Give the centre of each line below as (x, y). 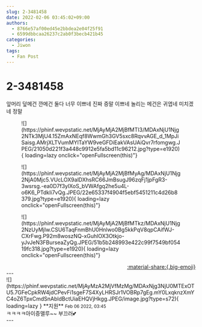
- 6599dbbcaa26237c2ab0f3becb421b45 (57, 34)
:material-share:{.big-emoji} (161, 267)
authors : (17, 23)
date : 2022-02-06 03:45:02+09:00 (48, 17)
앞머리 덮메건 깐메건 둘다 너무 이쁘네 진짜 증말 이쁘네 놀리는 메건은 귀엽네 (92, 103)
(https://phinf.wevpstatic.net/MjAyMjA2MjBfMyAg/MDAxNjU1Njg (101, 173)
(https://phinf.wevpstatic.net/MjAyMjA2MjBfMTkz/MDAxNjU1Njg (101, 223)
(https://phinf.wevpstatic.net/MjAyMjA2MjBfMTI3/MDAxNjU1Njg (100, 129)
